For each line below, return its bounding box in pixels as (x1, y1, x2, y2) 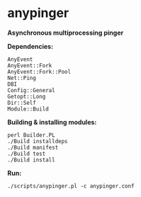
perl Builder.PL (7, 131, 55, 139)
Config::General (7, 86, 55, 94)
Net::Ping (7, 74, 37, 81)
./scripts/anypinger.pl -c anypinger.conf (7, 182, 135, 189)
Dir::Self (7, 99, 37, 106)
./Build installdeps (7, 137, 69, 145)
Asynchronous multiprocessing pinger (7, 28, 124, 37)
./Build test (7, 150, 46, 157)
